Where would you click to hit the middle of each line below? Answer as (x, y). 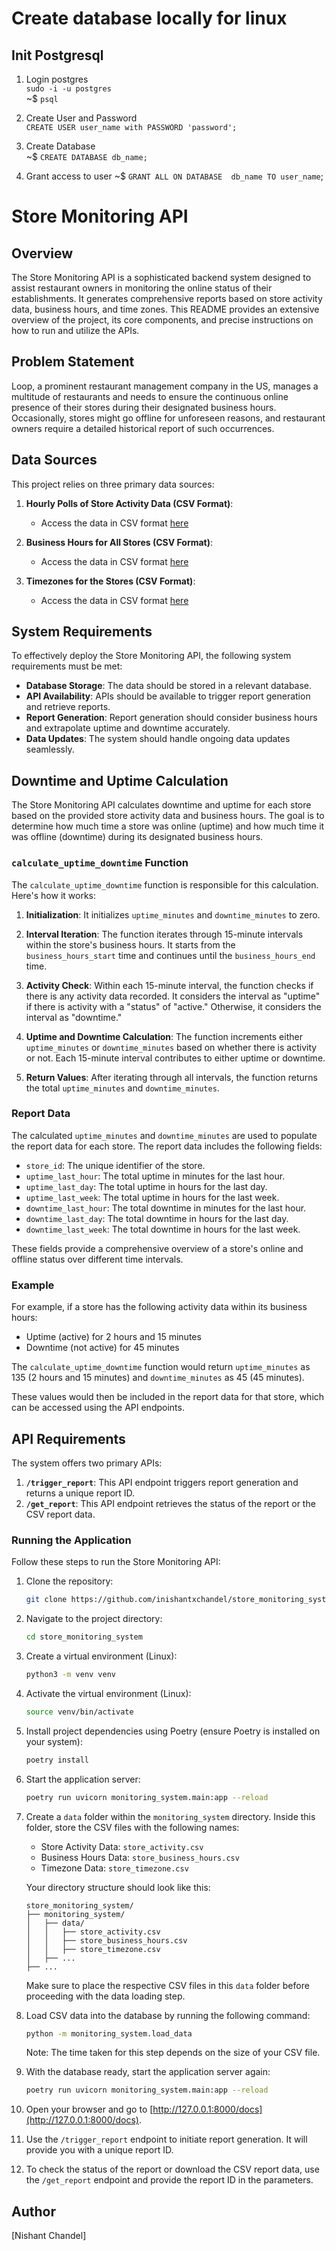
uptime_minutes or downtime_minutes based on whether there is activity (171, 1047)
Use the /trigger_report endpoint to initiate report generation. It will (166, 2139)
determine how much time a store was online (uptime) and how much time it (168, 826)
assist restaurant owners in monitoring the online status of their (142, 288)
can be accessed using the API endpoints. (98, 1408)
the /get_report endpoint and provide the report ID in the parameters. (169, 2180)
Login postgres (57, 79)
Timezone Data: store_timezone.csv (114, 1868)
